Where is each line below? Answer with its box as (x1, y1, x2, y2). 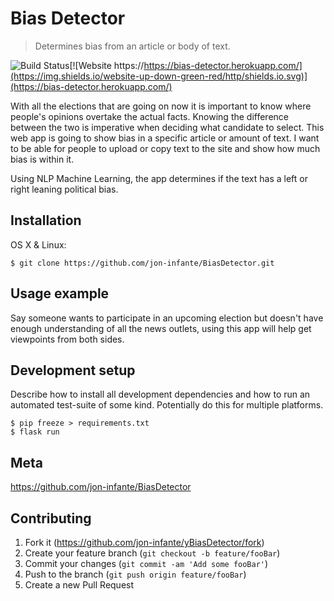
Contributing (10, 510, 92, 527)
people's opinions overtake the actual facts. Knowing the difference (10, 110, 290, 122)
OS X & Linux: (10, 238, 67, 251)
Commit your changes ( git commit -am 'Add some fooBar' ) (24, 558, 269, 569)
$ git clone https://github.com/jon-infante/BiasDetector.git (10, 258, 275, 268)
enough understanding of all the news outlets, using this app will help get (10, 322, 312, 334)
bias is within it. (10, 153, 75, 165)
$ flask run (10, 427, 60, 437)
